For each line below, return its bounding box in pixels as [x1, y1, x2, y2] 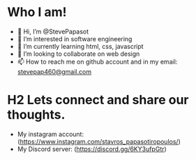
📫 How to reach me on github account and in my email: [17, 57, 178, 66]
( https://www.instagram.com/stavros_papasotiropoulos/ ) [17, 137, 181, 145]
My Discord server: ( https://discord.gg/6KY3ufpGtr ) [17, 145, 167, 153]
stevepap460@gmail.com [17, 67, 92, 75]
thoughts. [7, 107, 66, 123]
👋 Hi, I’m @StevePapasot [17, 27, 89, 36]
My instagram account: [17, 130, 84, 138]
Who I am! [7, 4, 68, 20]
